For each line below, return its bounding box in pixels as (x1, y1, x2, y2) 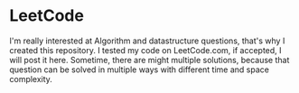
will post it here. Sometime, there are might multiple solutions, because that (9, 54, 290, 65)
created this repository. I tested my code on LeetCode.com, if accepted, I (9, 44, 282, 55)
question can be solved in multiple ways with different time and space (9, 64, 269, 75)
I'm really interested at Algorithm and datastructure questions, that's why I (9, 35, 285, 46)
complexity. (9, 73, 52, 84)
